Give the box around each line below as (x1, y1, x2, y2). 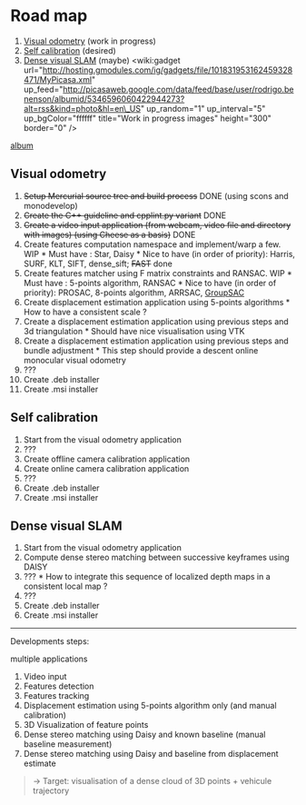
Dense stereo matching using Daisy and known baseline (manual (23, 729, 266, 740)
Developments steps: (10, 636, 90, 647)
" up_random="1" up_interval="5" (140, 103, 266, 114)
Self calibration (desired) (23, 45, 116, 55)
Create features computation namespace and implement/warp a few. (23, 238, 281, 250)
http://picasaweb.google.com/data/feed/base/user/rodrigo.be (63, 84, 294, 94)
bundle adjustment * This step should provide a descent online (23, 344, 259, 355)
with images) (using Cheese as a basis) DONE (23, 229, 196, 240)
